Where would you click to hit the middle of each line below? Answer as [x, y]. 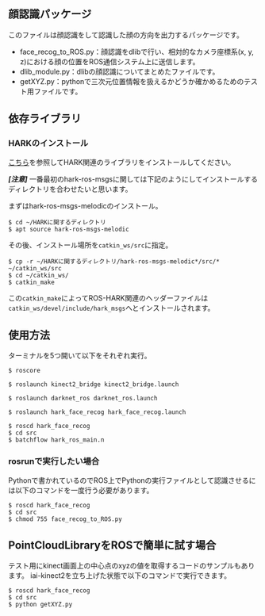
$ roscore [25, 371]
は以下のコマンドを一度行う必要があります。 [81, 490]
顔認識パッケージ [50, 14]
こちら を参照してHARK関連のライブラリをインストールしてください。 [122, 162]
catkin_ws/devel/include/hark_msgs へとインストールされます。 [111, 308]
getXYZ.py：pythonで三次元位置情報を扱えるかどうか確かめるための [132, 81]
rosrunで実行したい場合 [54, 461]
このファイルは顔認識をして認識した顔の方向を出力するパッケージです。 [126, 35]
